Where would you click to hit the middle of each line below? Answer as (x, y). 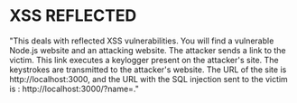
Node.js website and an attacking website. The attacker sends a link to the (148, 50)
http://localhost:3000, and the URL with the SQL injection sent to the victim (149, 79)
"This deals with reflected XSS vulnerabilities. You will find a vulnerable (142, 41)
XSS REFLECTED (73, 16)
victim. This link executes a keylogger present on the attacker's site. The (144, 60)
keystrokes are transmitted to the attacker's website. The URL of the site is (148, 70)
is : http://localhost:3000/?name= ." (74, 89)
